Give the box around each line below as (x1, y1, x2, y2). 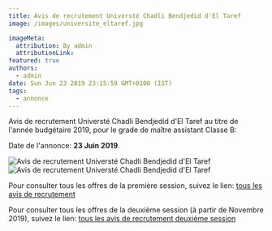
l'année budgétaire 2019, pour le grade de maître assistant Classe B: (8, 125, 237, 135)
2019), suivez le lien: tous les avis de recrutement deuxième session (8, 214, 236, 224)
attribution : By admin (15, 41, 93, 49)
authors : (8, 64, 38, 73)
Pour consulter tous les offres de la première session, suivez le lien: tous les (8, 181, 262, 190)
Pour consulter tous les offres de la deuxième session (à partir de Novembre (8, 205, 264, 215)
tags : (8, 87, 27, 95)
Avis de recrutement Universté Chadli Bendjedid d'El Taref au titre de (8, 117, 239, 126)
